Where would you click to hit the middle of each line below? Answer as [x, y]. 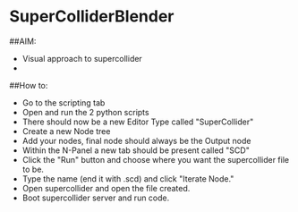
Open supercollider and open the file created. [106, 188]
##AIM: [23, 41]
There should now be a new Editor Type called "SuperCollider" [138, 122]
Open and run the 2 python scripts [85, 112]
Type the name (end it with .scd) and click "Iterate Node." [128, 178]
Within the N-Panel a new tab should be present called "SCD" [136, 150]
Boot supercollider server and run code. [96, 198]
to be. [33, 169]
